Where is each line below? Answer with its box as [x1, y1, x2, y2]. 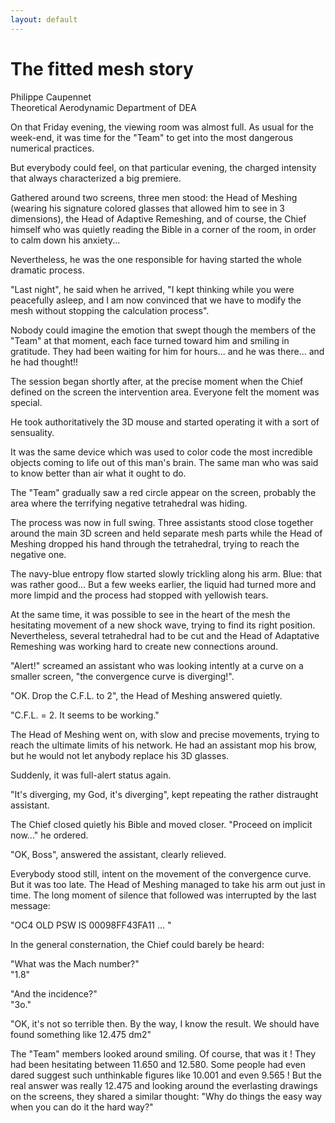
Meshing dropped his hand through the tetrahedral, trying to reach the [10, 537, 300, 550]
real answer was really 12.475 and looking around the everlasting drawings [10, 1079, 318, 1091]
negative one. [10, 548, 67, 560]
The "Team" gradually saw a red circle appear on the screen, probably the [10, 486, 317, 498]
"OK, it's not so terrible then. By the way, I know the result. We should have [10, 1017, 320, 1030]
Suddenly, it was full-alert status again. [10, 769, 172, 781]
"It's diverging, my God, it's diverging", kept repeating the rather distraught [10, 788, 319, 800]
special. [10, 396, 43, 408]
